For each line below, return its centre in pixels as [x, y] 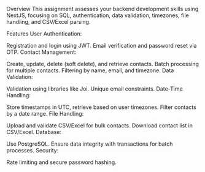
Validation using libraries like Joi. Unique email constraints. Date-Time [95, 89]
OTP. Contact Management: [41, 52]
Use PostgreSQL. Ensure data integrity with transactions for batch [90, 144]
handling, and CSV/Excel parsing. [48, 22]
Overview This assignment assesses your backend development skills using [102, 9]
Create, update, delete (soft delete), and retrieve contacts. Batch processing [103, 64]
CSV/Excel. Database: [34, 132]
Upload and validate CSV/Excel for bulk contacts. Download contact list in [100, 125]
